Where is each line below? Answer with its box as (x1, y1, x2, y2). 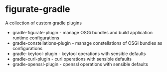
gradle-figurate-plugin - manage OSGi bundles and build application (12, 29, 153, 35)
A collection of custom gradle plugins (5, 20, 82, 26)
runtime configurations (12, 35, 60, 41)
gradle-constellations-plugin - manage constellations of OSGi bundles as (12, 40, 163, 46)
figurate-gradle (5, 3, 71, 15)
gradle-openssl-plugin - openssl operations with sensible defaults (12, 61, 149, 67)
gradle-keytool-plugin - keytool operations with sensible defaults (12, 51, 146, 57)
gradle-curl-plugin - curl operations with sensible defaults (12, 56, 132, 62)
